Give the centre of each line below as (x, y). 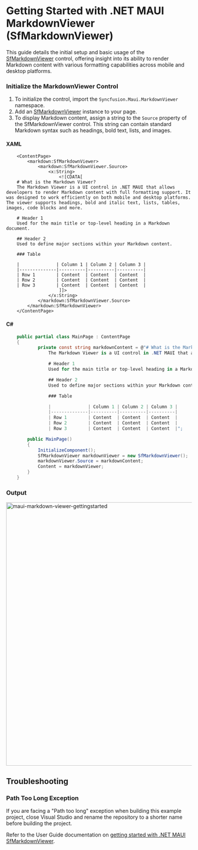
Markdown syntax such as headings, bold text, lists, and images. (93, 130)
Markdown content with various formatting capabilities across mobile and (95, 65)
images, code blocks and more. (44, 208)
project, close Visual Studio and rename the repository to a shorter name (94, 817)
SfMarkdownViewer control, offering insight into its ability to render (88, 58)
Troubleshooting (37, 781)
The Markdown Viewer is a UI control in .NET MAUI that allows (96, 187)
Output (16, 492)
